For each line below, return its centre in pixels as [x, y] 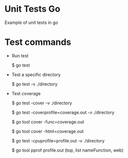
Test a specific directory [36, 75]
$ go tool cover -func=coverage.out [48, 122]
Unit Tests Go [32, 9]
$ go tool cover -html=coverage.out [48, 131]
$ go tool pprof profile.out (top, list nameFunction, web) [67, 150]
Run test [20, 56]
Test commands [38, 42]
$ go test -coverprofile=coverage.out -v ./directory [63, 112]
